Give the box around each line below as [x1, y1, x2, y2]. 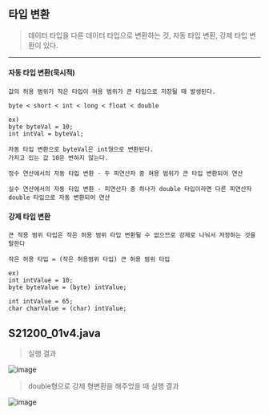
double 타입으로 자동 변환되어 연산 [8, 193, 110, 202]
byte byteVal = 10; [8, 123, 74, 131]
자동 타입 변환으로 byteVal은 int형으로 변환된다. [8, 145, 154, 154]
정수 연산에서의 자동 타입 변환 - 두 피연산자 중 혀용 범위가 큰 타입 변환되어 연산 [8, 169, 243, 178]
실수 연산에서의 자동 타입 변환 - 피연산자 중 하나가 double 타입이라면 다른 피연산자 [8, 185, 252, 193]
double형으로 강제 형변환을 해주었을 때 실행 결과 [27, 381, 179, 391]
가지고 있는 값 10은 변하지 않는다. [8, 154, 109, 162]
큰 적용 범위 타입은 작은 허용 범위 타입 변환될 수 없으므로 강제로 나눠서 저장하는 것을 [8, 231, 256, 239]
